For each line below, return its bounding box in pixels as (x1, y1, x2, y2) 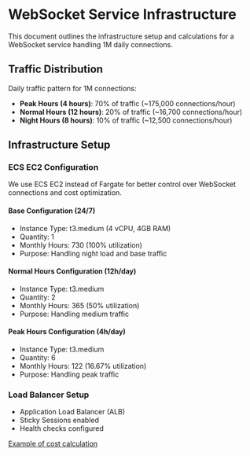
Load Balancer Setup (8, 389, 90, 400)
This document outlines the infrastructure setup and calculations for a (8, 31, 234, 41)
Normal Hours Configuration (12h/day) (8, 267, 137, 276)
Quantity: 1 (19, 232, 55, 241)
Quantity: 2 (19, 292, 57, 302)
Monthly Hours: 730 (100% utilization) (19, 240, 143, 249)
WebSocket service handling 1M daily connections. (8, 39, 173, 49)
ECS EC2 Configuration (8, 162, 99, 173)
